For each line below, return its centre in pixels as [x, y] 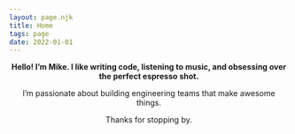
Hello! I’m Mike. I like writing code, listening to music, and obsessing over [149, 67]
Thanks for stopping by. [149, 120]
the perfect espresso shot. [149, 77]
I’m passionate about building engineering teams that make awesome [149, 93]
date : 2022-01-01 [41, 42]
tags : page [29, 33]
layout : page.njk [41, 17]
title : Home [31, 26]
